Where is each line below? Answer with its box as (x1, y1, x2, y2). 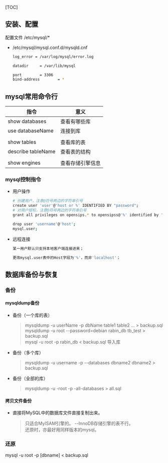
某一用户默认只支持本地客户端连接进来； (12, 246, 84, 251)
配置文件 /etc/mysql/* (5, 34, 50, 40)
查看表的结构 (60, 148, 91, 156)
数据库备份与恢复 (5, 270, 58, 279)
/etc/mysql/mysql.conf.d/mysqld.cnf (12, 44, 88, 50)
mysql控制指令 (5, 176, 41, 183)
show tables (8, 138, 37, 145)
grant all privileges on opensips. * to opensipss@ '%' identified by (12, 212, 159, 218)
